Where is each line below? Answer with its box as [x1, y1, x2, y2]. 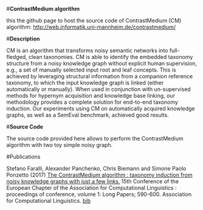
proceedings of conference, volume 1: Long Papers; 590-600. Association [6, 191, 192, 198]
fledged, [6, 53, 27, 60]
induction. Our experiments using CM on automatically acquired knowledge [6, 105, 196, 112]
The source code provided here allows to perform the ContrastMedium [6, 135, 184, 142]
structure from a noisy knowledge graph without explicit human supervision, [6, 60, 198, 67]
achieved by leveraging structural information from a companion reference [6, 73, 193, 80]
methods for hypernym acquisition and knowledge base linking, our [6, 92, 175, 99]
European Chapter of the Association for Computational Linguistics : [6, 185, 177, 191]
